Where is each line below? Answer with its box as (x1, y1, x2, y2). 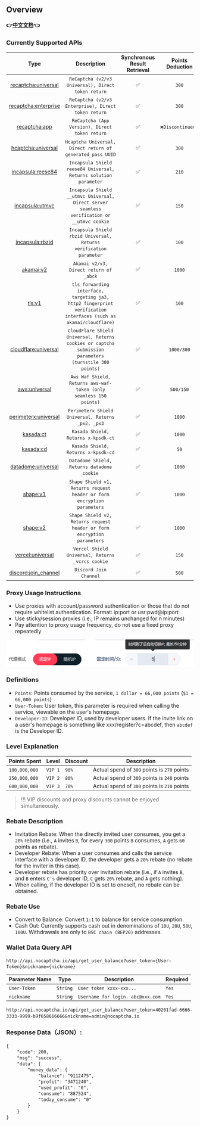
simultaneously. (20, 802, 60, 809)
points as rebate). (14, 843, 58, 851)
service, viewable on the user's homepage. (14, 708, 121, 716)
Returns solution (69, 172, 112, 178)
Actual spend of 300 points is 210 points (93, 783, 189, 790)
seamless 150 (74, 393, 107, 399)
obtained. (14, 888, 39, 895)
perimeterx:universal (9, 413, 60, 420)
